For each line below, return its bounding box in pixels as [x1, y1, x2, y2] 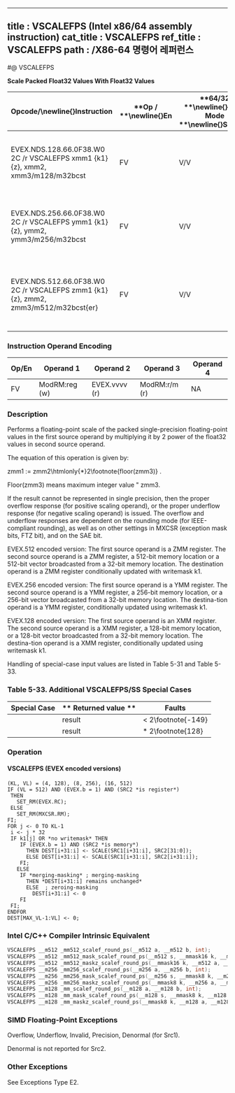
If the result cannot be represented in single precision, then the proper [7, 494, 210, 503]
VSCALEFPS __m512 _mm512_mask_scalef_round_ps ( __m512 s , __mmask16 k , [7, 953, 218, 960]
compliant [7, 524, 36, 532]
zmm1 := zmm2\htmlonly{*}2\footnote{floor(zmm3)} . [7, 467, 162, 476]
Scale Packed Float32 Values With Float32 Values [7, 76, 155, 85]
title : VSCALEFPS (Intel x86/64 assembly [7, 20, 192, 32]
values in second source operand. [7, 440, 106, 448]
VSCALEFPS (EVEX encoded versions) [7, 764, 122, 773]
